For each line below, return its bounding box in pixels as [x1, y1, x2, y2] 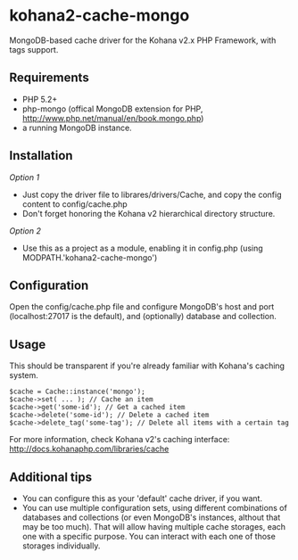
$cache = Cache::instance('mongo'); [9, 387, 145, 397]
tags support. [9, 44, 59, 54]
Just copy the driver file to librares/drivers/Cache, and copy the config [21, 189, 282, 200]
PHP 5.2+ [21, 94, 58, 104]
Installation [9, 148, 73, 163]
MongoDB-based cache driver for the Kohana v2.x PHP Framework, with [9, 35, 277, 45]
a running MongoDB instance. [21, 122, 132, 133]
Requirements [9, 70, 89, 86]
